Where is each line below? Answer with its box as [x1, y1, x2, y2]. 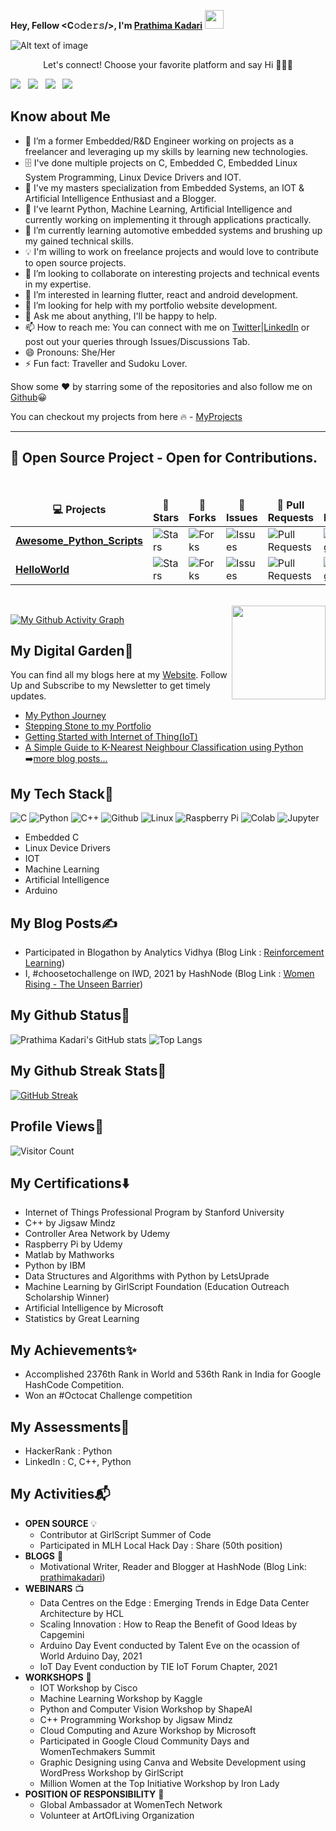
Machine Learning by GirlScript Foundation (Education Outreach [24, 1281, 290, 1293]
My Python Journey [24, 710, 107, 722]
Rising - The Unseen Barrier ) [24, 978, 144, 990]
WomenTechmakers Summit [39, 1745, 156, 1757]
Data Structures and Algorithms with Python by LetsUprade [24, 1270, 270, 1282]
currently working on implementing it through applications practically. [24, 213, 312, 225]
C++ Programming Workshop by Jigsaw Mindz [39, 1713, 233, 1725]
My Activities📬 [10, 1486, 111, 1503]
